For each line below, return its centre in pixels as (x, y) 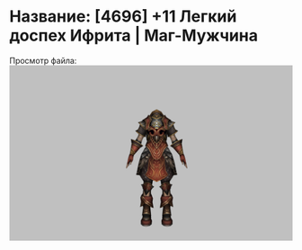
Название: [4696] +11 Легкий (123, 17)
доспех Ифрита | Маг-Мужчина (134, 36)
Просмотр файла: (43, 60)
